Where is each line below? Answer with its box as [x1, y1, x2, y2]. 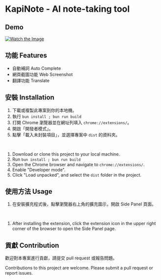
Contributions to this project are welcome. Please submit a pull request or [5, 265, 153, 271]
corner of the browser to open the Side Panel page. [12, 226, 116, 231]
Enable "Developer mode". [12, 167, 66, 173]
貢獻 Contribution [5, 241, 60, 250]
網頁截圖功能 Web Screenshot [12, 71, 73, 77]
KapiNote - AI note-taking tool [5, 3, 130, 15]
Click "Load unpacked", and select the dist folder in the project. [12, 172, 142, 178]
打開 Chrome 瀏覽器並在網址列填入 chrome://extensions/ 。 [12, 119, 132, 126]
